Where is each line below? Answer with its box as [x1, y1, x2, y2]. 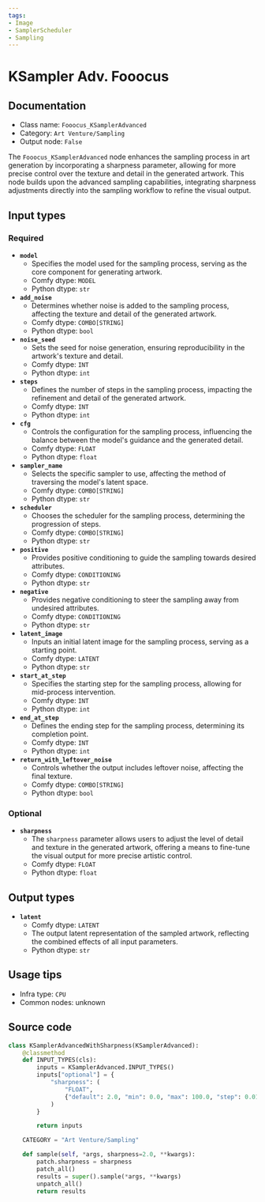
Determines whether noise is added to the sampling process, [31, 300, 230, 310]
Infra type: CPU [19, 989, 66, 999]
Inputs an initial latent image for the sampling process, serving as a [31, 637, 249, 646]
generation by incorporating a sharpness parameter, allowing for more [8, 161, 237, 170]
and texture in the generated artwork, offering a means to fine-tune [31, 843, 251, 852]
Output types [8, 890, 75, 904]
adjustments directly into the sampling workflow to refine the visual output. [8, 186, 252, 195]
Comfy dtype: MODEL [31, 275, 96, 285]
